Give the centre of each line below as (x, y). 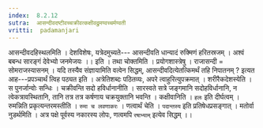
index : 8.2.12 (33, 15)
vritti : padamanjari (44, 30)
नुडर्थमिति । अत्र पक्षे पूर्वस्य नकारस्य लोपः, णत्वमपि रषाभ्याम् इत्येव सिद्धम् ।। (100, 115)
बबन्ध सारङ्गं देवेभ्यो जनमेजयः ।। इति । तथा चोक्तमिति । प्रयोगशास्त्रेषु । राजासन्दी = (116, 62)
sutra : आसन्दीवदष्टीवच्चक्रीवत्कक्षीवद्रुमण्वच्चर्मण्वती (67, 23)
